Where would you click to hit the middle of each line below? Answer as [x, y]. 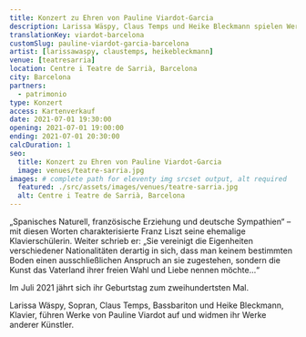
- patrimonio [42, 94]
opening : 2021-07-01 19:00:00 [67, 128]
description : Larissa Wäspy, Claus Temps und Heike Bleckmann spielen [146, 26]
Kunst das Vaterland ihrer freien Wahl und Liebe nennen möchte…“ [135, 270]
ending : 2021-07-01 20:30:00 [65, 137]
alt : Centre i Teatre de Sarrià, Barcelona [101, 196]
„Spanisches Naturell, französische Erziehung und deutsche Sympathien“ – [150, 221]
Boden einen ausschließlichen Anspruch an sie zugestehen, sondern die [145, 260]
